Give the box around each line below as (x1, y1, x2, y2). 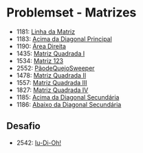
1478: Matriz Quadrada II (16, 71, 87, 80)
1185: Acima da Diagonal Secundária (16, 93, 120, 101)
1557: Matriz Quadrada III (16, 78, 87, 86)
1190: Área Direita (16, 42, 67, 50)
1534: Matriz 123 (16, 56, 63, 64)
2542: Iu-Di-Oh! (16, 139, 62, 147)
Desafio (6, 120, 41, 132)
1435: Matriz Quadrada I (16, 49, 85, 58)
